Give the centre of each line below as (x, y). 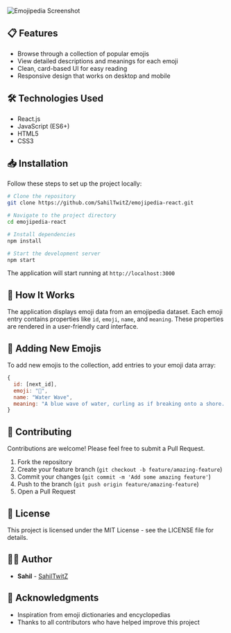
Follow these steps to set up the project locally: (75, 183)
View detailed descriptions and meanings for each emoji (97, 61)
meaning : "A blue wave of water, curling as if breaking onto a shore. (119, 404)
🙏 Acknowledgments (53, 598)
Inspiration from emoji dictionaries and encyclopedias (94, 614)
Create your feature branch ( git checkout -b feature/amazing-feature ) (120, 470)
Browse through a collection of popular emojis (83, 54)
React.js (29, 119)
